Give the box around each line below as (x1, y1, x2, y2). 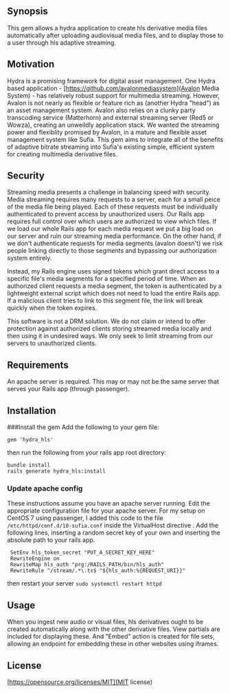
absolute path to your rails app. (7, 536, 95, 544)
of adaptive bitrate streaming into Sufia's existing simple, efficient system (7, 143, 215, 151)
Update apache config (7, 484, 83, 493)
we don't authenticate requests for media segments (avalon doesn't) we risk (7, 239, 223, 247)
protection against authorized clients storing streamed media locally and (7, 324, 211, 333)
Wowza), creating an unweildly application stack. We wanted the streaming (7, 121, 220, 129)
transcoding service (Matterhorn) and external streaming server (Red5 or (7, 113, 214, 121)
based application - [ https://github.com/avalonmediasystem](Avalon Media (7, 84, 220, 92)
